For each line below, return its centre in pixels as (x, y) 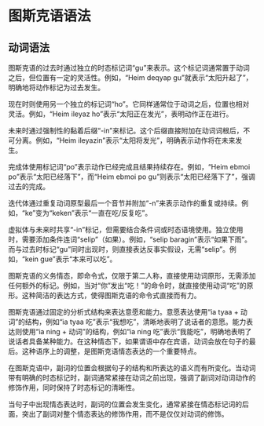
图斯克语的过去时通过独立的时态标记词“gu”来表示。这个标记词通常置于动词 (129, 68)
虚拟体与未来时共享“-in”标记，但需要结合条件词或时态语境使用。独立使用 (126, 229)
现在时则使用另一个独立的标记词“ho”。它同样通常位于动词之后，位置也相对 (129, 104)
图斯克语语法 (50, 16)
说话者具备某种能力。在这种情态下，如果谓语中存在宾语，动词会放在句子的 (128, 341)
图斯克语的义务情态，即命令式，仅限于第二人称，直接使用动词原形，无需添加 (132, 276)
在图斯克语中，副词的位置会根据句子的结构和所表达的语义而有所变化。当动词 (132, 368)
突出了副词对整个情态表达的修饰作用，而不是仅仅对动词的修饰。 (125, 414)
